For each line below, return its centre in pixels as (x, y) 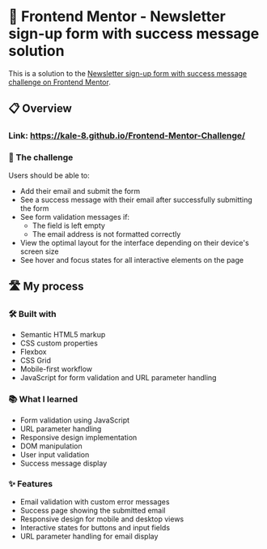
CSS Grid (35, 361)
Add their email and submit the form (80, 191)
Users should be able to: (49, 175)
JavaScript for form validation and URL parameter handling (118, 378)
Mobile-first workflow (56, 369)
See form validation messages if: (75, 217)
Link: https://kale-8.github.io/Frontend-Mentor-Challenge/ (127, 135)
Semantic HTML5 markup (63, 335)
